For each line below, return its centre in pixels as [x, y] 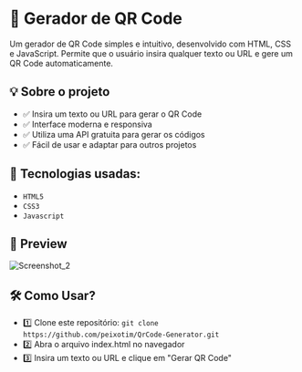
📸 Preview [38, 244]
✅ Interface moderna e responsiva [87, 124]
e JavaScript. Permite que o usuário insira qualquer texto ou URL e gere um [151, 53]
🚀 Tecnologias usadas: [75, 174]
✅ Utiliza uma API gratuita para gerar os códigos [114, 134]
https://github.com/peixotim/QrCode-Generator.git [121, 335]
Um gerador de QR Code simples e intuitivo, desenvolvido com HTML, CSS [151, 44]
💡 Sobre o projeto [60, 92]
